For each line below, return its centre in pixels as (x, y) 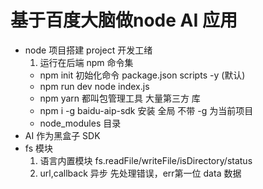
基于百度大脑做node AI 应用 (124, 20)
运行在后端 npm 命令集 (86, 62)
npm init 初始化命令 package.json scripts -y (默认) (142, 75)
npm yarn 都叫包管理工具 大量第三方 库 (120, 98)
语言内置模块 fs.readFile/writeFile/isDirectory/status (146, 160)
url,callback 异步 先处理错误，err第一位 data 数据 (140, 173)
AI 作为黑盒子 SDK (62, 135)
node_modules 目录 (80, 123)
